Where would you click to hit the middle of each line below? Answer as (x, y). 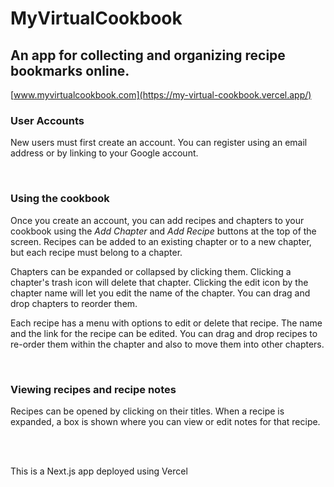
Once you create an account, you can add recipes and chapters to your (157, 220)
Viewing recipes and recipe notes (93, 389)
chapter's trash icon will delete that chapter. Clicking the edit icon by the (159, 282)
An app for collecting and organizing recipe (148, 55)
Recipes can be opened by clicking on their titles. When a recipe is (147, 411)
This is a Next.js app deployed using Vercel (99, 471)
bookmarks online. (70, 70)
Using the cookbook (60, 199)
